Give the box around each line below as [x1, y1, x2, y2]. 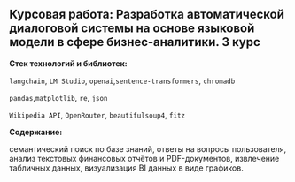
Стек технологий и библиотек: [9, 57, 128, 69]
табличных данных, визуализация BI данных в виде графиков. [9, 163, 244, 173]
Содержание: [9, 126, 63, 137]
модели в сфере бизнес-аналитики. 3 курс [9, 34, 261, 49]
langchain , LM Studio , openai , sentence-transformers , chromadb [9, 75, 236, 86]
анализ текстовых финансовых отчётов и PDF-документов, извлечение [9, 153, 280, 163]
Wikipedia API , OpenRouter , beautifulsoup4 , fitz [9, 110, 186, 120]
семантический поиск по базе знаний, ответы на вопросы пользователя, [9, 143, 287, 154]
